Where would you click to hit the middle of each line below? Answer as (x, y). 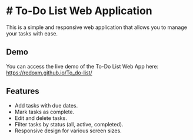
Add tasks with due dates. (46, 105)
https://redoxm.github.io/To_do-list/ (49, 73)
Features (23, 91)
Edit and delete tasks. (41, 118)
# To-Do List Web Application (79, 11)
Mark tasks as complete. (44, 112)
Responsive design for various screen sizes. (68, 131)
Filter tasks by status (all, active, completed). (69, 124)
